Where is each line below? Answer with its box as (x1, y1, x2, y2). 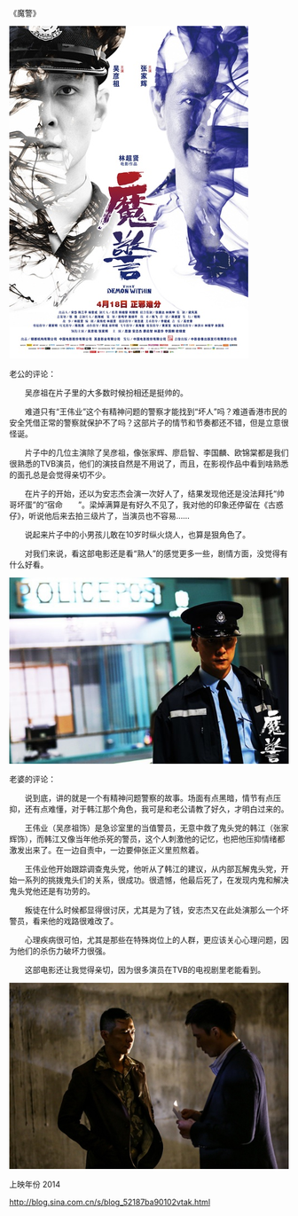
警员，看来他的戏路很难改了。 (9, 916, 118, 926)
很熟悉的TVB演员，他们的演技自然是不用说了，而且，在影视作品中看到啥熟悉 (9, 459, 289, 468)
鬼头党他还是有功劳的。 (9, 886, 95, 896)
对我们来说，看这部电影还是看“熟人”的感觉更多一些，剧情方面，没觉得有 (24, 548, 288, 559)
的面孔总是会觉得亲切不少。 (9, 469, 111, 480)
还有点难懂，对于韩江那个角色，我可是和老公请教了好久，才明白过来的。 (24, 804, 289, 814)
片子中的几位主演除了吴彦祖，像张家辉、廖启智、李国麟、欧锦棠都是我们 (24, 447, 289, 458)
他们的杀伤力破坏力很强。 (16, 945, 111, 956)
